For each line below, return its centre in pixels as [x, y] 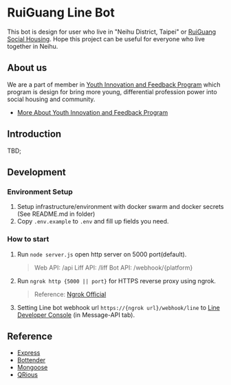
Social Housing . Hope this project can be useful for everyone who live [106, 38]
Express [29, 353]
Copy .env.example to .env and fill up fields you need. [93, 221]
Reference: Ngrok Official [70, 294]
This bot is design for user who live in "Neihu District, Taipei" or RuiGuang [112, 32]
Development [37, 172]
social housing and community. [51, 99]
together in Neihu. [33, 46]
